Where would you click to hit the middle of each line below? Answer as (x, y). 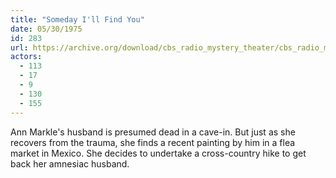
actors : (26, 57)
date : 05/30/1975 (46, 29)
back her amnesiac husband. (70, 163)
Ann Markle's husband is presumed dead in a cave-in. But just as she (153, 132)
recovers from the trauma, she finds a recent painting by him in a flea (153, 142)
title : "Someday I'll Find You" (77, 19)
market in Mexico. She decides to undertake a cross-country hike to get (158, 153)
